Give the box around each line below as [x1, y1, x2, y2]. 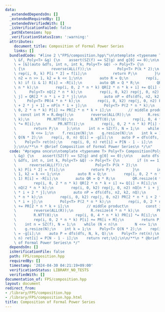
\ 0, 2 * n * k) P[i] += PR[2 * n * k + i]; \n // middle [14, 108, 148, 113]
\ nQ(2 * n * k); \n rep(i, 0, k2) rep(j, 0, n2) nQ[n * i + [14, 185, 155, 190]
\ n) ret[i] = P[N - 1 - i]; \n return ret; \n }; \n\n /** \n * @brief [14, 235, 160, 241]
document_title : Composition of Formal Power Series [14, 44, 124, 49]
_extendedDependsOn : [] [9, 12, 58, 17]
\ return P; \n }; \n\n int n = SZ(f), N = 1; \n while [14, 126, 160, 131]
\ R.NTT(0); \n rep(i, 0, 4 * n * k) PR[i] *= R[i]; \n [14, 213, 157, 218]
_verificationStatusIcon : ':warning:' [9, 35, 89, 40]
